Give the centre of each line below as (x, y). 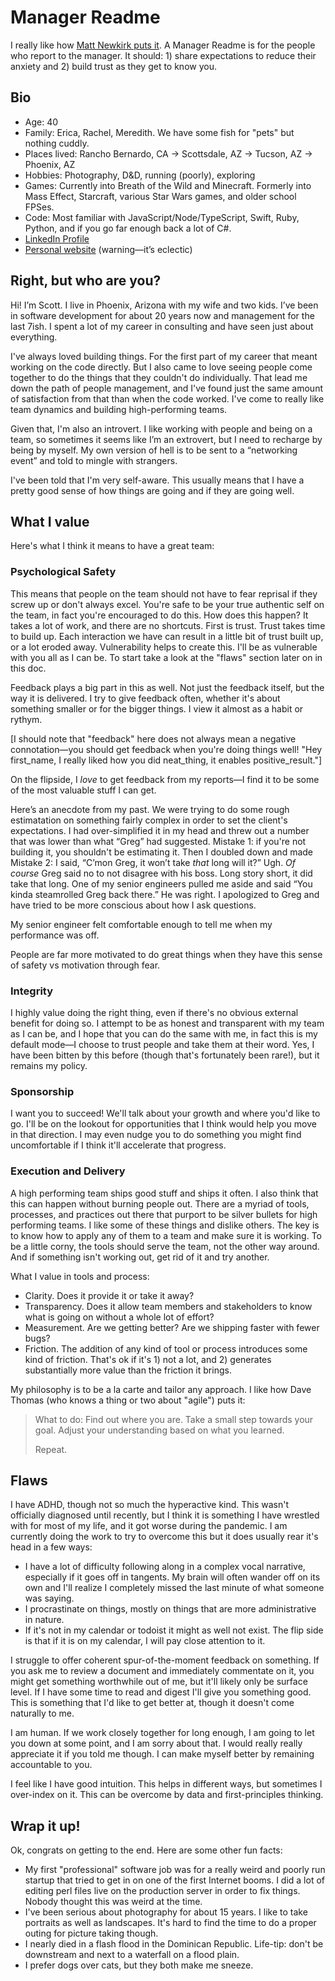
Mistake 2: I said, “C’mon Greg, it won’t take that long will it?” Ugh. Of (153, 862)
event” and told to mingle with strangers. (94, 460)
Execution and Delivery (68, 1171)
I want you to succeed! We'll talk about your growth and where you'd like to (165, 1113)
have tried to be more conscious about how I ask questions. (133, 905)
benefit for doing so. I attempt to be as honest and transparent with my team (167, 1023)
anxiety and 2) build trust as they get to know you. (113, 66)
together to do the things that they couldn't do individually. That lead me (159, 377)
